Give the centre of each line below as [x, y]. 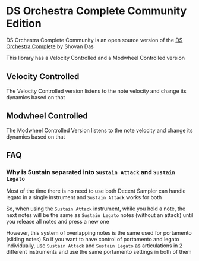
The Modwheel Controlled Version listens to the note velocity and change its [99, 130]
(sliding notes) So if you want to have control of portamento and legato [93, 240]
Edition [24, 23]
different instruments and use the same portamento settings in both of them [99, 252]
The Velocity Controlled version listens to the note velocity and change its [96, 91]
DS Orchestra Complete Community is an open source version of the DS [94, 40]
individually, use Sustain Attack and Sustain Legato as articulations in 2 [94, 246]
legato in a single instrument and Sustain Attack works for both [84, 197]
